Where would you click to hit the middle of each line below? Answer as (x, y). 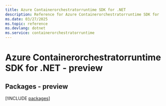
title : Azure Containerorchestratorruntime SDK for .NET (66, 10)
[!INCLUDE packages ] (28, 98)
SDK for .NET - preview (54, 68)
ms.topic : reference (27, 24)
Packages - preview (37, 86)
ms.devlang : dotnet (25, 28)
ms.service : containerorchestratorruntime (50, 33)
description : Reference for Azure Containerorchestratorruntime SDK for (82, 14)
